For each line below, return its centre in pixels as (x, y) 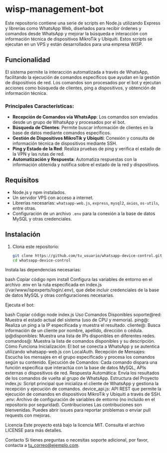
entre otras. (24, 208)
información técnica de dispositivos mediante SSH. (65, 144)
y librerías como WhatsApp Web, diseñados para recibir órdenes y (73, 28)
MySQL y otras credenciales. (42, 219)
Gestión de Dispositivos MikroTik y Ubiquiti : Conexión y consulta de (83, 138)
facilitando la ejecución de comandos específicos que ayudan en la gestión (83, 77)
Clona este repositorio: (36, 246)
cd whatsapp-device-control (41, 260)
